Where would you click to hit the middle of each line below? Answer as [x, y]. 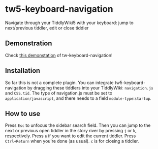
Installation [23, 71]
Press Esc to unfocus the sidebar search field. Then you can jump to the [78, 125]
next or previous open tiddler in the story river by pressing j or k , [71, 131]
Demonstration [29, 44]
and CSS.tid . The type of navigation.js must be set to [59, 93]
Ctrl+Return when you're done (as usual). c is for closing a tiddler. [72, 141]
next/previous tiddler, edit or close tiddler [47, 28]
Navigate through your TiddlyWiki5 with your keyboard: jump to [69, 23]
